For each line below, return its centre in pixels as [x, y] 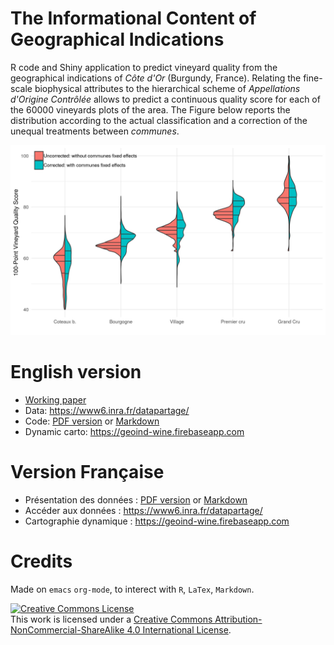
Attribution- [238, 619]
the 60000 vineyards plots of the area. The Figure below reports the [150, 109]
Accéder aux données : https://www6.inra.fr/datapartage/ [143, 510]
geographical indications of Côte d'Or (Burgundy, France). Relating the [156, 78]
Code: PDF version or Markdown [92, 421]
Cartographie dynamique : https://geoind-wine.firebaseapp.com [157, 521]
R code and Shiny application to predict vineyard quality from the [144, 67]
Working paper [55, 400]
